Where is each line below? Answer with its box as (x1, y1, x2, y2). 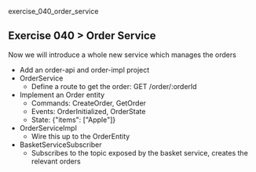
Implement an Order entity (19, 90, 105, 99)
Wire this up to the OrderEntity (31, 131, 130, 141)
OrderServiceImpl (19, 123, 77, 132)
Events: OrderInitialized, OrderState (31, 106, 146, 116)
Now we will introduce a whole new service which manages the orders (8, 50, 237, 59)
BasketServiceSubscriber (19, 140, 102, 149)
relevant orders (31, 156, 81, 166)
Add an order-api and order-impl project (19, 65, 150, 74)
